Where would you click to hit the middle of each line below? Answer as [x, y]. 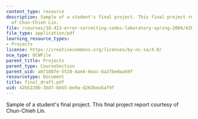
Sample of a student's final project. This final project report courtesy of [92, 104]
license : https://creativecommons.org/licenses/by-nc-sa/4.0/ [84, 50]
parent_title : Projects [35, 60]
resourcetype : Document [35, 77]
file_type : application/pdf [41, 33]
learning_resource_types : [38, 39]
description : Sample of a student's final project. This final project [96, 17]
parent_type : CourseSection [41, 66]
